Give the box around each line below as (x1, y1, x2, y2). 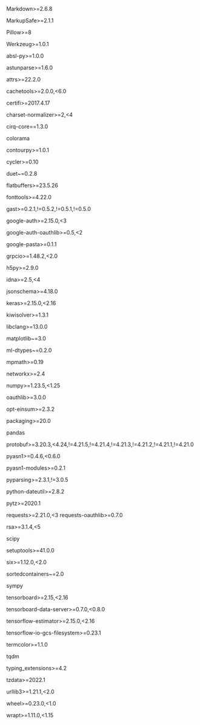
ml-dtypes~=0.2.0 (6, 346, 52, 354)
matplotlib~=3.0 (6, 335, 47, 342)
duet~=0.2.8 (6, 170, 38, 177)
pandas (6, 429, 25, 436)
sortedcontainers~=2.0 (6, 571, 64, 577)
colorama (6, 135, 30, 142)
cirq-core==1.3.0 (6, 123, 48, 130)
